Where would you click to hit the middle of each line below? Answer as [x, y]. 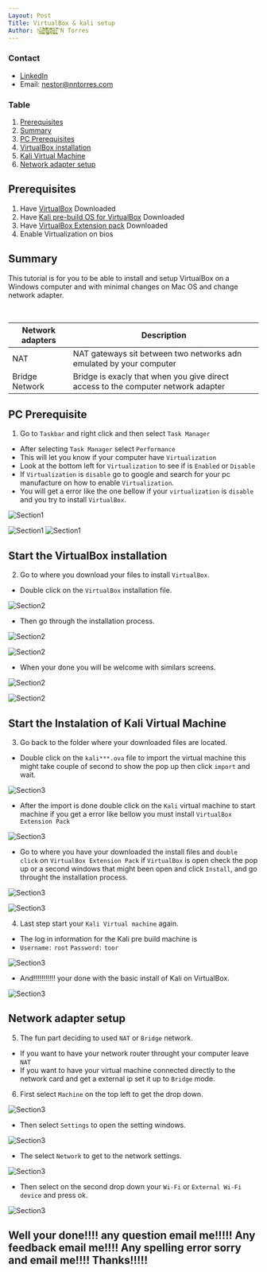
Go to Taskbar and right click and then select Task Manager [115, 434]
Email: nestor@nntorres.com [66, 84]
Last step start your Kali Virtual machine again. [99, 923]
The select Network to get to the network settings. [101, 1156]
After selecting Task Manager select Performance [98, 449]
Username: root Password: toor [69, 948]
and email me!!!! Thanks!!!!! [78, 1260]
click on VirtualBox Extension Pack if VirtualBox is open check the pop [139, 860]
